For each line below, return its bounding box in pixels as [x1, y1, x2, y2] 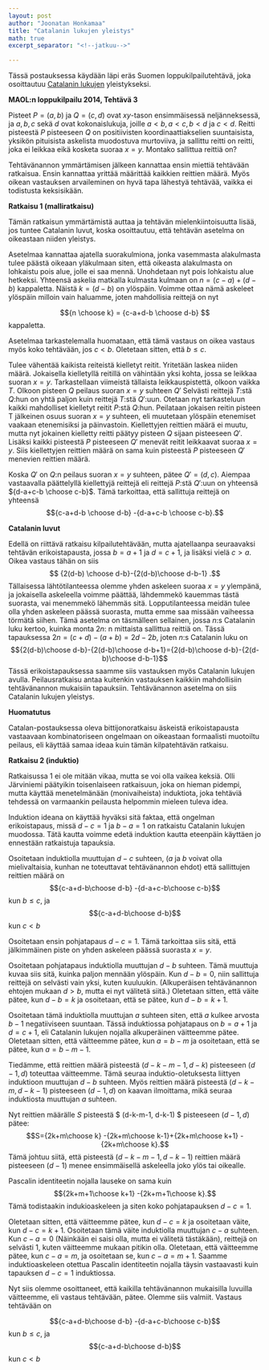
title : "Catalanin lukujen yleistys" [8, 27, 135, 35]
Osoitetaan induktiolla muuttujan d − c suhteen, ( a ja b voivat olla [8, 854, 222, 863]
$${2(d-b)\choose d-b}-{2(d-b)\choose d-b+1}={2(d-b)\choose [10, 645, 222, 655]
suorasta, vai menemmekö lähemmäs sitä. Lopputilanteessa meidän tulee [8, 598, 251, 608]
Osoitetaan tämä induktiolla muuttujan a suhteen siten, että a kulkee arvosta [8, 1011, 259, 1020]
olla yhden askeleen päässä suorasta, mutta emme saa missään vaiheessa [8, 607, 255, 617]
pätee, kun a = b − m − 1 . [8, 1044, 91, 1054]
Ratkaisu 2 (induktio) [8, 756, 79, 765]
